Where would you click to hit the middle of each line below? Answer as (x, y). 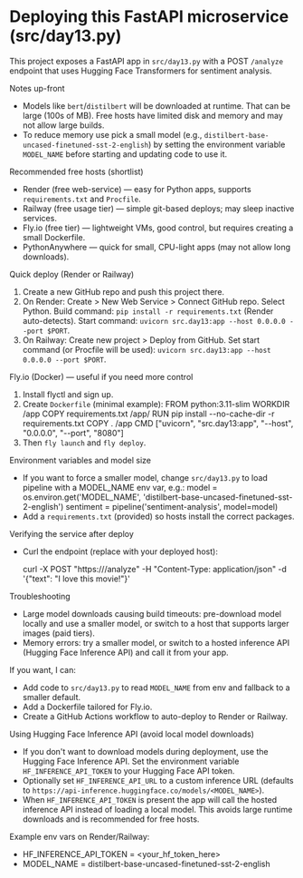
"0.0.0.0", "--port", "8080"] (73, 433)
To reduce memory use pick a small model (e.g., (112, 134)
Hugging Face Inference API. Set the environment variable (131, 761)
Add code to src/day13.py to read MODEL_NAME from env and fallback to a (156, 688)
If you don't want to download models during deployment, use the (145, 751)
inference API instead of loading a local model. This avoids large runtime (157, 809)
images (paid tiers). (58, 633)
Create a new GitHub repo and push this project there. (123, 291)
